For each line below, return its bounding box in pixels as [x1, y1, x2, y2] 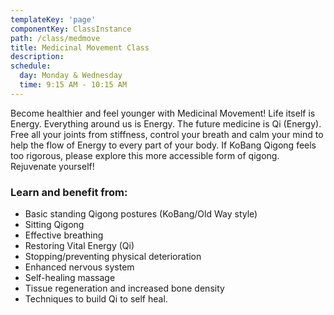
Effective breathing [24, 229, 104, 241]
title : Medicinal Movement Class [10, 42, 150, 53]
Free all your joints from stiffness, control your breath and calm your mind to [10, 128, 324, 140]
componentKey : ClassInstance [10, 24, 132, 34]
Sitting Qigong [24, 219, 85, 231]
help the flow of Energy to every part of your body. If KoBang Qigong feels [10, 139, 317, 151]
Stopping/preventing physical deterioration [24, 251, 202, 263]
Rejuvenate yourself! [10, 160, 95, 172]
